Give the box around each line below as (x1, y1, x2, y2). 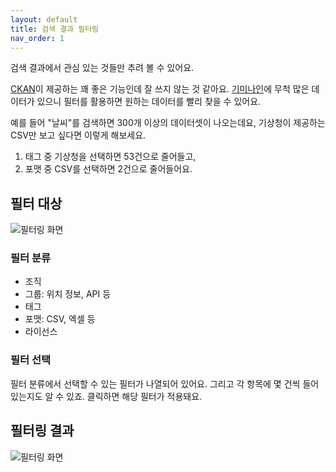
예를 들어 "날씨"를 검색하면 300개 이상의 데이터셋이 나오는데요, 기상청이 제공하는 (10, 117, 326, 129)
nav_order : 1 (10, 33, 65, 43)
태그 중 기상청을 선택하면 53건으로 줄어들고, (24, 151, 197, 163)
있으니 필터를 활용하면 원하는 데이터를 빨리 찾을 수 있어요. (36, 96, 262, 108)
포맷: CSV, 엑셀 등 (24, 313, 96, 325)
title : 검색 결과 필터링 (10, 24, 100, 34)
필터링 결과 (10, 422, 75, 440)
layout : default (10, 14, 78, 25)
